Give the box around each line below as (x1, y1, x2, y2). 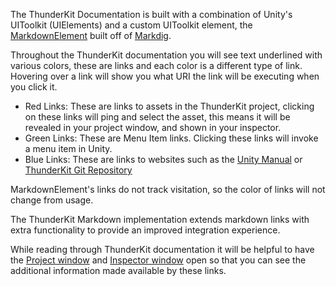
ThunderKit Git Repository (24, 164, 133, 176)
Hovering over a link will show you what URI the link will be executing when (10, 70, 320, 82)
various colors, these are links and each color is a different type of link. (10, 60, 303, 71)
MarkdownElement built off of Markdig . (10, 30, 172, 41)
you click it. (10, 81, 58, 93)
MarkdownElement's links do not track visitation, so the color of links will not (10, 184, 326, 195)
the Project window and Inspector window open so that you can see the (10, 254, 307, 266)
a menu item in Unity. (24, 143, 113, 154)
